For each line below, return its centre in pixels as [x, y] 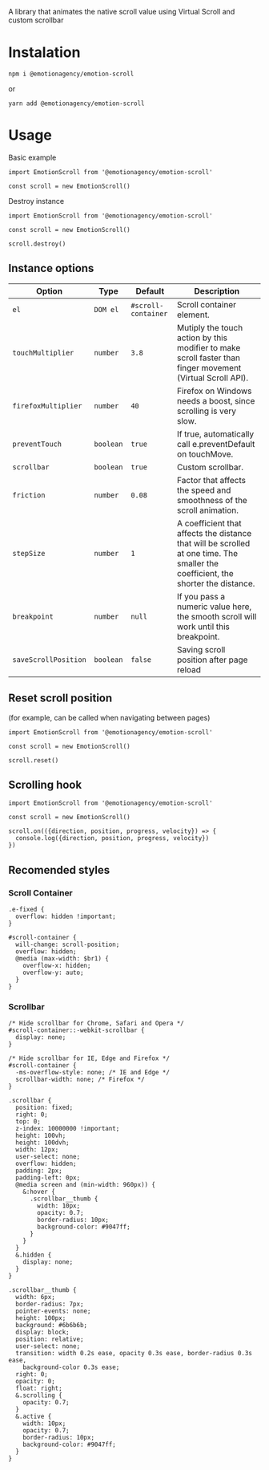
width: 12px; [37, 1150]
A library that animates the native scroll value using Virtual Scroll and [122, 12]
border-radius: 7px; [50, 1304]
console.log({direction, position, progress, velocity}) [112, 839]
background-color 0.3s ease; [71, 1367]
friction [29, 495]
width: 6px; [36, 1297]
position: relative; [50, 1339]
